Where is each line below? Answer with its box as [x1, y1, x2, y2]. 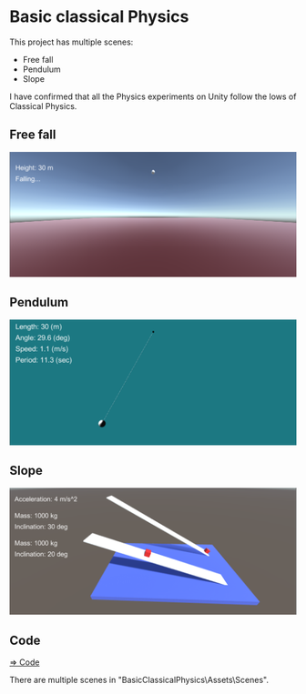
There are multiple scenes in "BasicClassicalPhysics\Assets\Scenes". [9, 675, 269, 686]
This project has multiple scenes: [9, 36, 134, 47]
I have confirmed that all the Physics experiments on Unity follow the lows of [9, 91, 297, 102]
